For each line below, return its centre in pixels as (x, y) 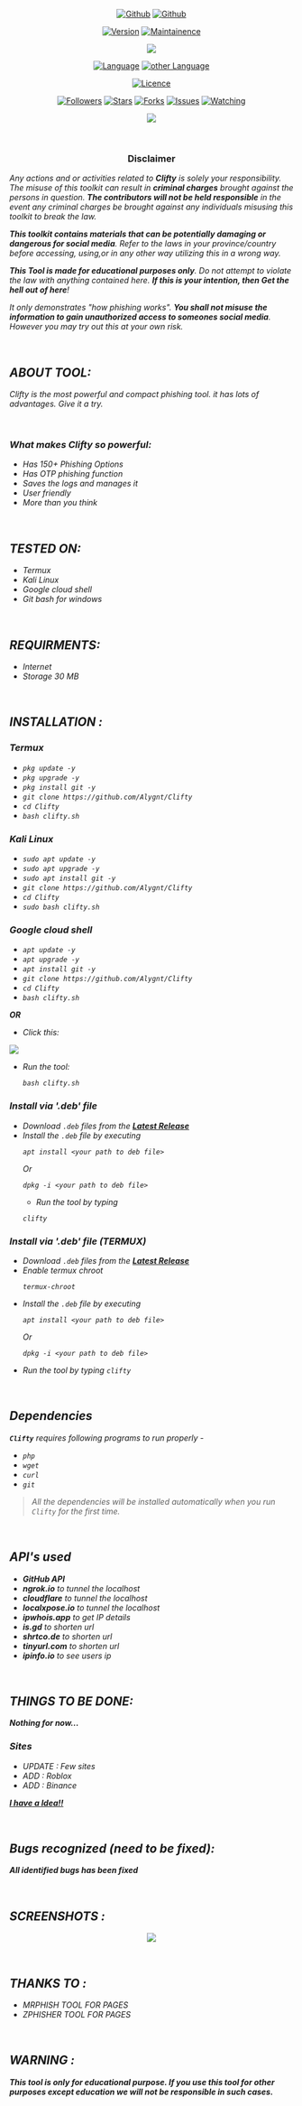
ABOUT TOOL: (50, 372)
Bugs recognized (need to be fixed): (112, 1849)
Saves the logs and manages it (80, 484)
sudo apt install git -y (69, 879)
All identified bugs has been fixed (74, 1870)
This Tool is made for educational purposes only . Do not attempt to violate (150, 271)
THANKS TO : (48, 1983)
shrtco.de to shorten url (67, 1636)
